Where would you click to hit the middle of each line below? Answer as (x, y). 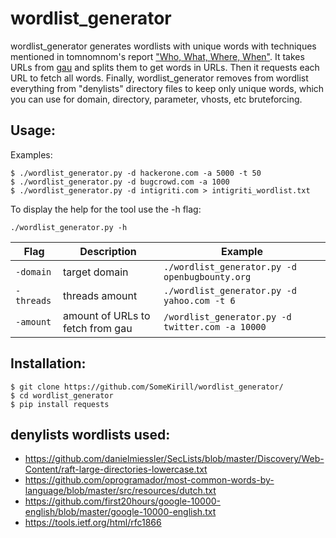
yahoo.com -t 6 (199, 300)
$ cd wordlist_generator (62, 395)
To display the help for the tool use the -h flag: (106, 209)
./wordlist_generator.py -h (69, 227)
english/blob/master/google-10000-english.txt (120, 512)
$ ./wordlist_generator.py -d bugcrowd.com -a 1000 (120, 182)
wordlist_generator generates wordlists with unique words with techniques (163, 46)
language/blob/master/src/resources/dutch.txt (120, 491)
